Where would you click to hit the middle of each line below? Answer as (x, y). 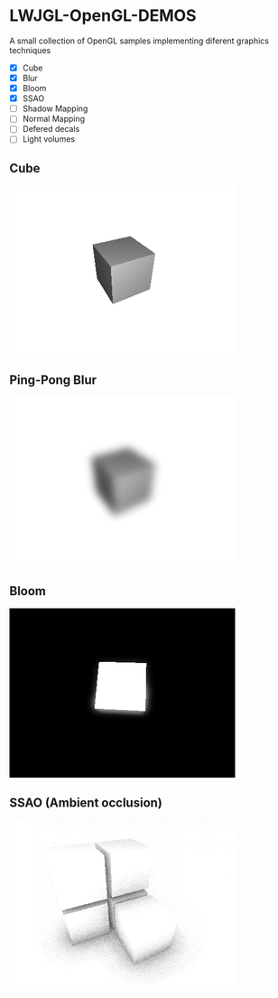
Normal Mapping (54, 119)
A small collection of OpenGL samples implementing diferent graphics (139, 41)
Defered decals (51, 129)
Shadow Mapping (55, 108)
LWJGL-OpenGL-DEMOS (103, 16)
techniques (30, 50)
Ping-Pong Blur (53, 380)
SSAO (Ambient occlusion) (86, 803)
